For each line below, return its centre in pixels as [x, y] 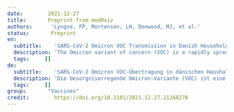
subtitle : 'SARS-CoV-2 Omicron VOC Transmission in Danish [106, 46]
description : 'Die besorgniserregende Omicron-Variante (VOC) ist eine [120, 78]
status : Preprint [42, 33]
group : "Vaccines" [43, 91]
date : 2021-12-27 [43, 14]
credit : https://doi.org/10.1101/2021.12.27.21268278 [98, 98]
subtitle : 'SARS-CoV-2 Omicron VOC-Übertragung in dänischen [109, 72]
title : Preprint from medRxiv [60, 20]
